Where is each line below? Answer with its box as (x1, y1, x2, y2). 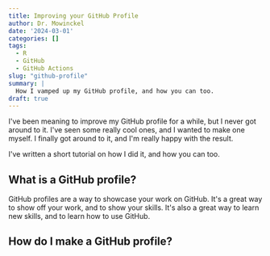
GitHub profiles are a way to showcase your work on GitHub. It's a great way (8, 195, 263, 204)
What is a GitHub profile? (8, 173, 137, 187)
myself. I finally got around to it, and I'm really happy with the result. (8, 134, 234, 144)
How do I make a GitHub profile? (8, 235, 173, 249)
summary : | (8, 79, 45, 87)
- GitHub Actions (15, 65, 74, 73)
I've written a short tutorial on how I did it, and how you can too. (8, 149, 220, 159)
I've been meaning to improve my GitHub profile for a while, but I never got (8, 116, 256, 126)
